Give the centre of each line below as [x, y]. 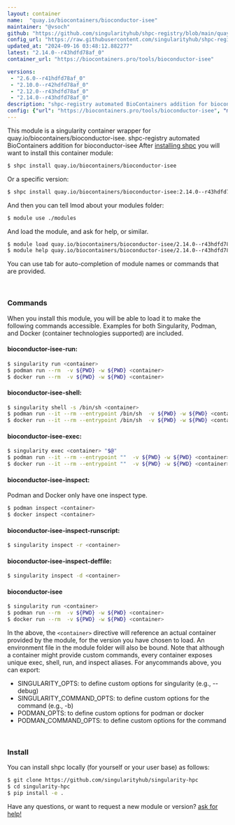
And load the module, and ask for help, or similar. [78, 231]
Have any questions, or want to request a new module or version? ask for [113, 806]
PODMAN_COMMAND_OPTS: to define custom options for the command [122, 720]
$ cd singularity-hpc [39, 787]
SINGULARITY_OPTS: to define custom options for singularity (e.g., [114, 683]
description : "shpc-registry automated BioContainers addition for [108, 104]
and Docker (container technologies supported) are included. [95, 333]
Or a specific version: [38, 179]
